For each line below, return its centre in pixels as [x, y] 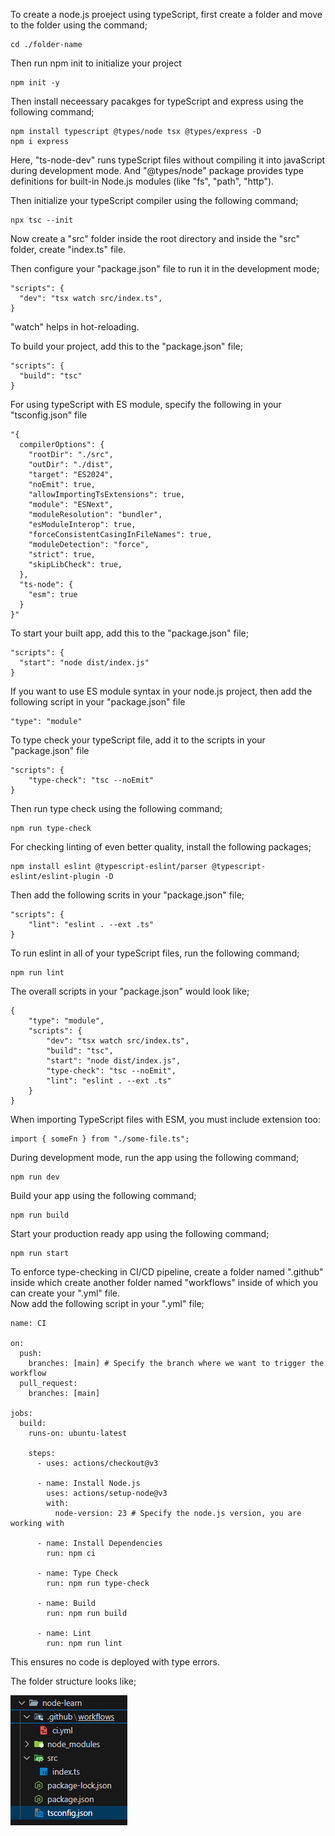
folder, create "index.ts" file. [68, 249]
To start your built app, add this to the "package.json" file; [129, 633]
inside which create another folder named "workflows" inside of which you [164, 1282]
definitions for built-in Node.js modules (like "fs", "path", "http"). [142, 181]
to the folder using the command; [79, 25]
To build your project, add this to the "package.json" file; [126, 346]
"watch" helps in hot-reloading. [75, 327]
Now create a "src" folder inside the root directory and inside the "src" [155, 238]
